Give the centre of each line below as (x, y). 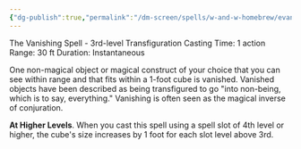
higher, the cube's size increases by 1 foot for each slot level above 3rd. (142, 134)
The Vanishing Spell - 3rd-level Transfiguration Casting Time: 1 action (138, 43)
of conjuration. (36, 107)
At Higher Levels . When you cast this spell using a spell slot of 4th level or (147, 125)
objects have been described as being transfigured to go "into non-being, (145, 88)
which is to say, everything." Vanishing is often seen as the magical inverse (148, 98)
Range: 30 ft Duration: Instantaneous (77, 52)
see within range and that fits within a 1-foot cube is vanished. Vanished (142, 79)
